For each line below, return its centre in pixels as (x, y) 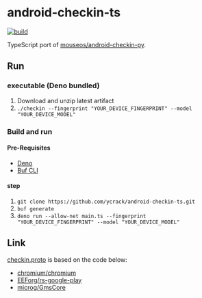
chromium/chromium (47, 273)
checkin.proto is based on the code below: (67, 259)
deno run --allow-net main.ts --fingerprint (81, 216)
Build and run (30, 131)
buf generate (36, 209)
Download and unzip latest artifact (65, 100)
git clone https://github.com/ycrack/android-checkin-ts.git (106, 202)
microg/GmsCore (41, 287)
